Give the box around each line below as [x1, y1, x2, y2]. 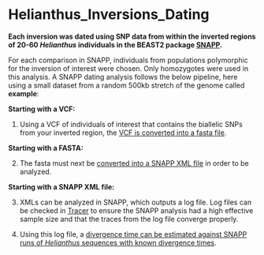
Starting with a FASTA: [8, 143, 84, 152]
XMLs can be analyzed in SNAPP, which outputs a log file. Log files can [19, 197, 252, 207]
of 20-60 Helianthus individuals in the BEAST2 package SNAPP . [8, 39, 223, 49]
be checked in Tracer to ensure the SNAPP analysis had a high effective [19, 205, 254, 215]
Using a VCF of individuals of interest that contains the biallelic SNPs [19, 119, 243, 129]
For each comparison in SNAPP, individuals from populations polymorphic [8, 55, 248, 65]
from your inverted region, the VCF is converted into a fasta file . [19, 128, 227, 137]
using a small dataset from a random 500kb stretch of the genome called [8, 81, 245, 90]
